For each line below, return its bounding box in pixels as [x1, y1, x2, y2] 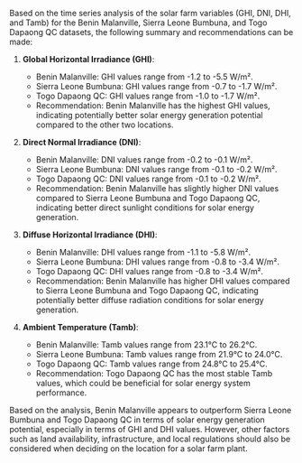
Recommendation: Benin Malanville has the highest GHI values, [35, 100, 270, 111]
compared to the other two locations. [35, 119, 174, 130]
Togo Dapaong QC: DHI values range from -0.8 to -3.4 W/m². [35, 266, 264, 276]
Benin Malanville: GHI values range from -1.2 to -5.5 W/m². [35, 71, 254, 82]
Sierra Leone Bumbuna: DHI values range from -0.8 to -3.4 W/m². [35, 256, 280, 267]
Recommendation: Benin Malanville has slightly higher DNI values [35, 183, 279, 193]
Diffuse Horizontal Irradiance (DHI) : [22, 229, 158, 240]
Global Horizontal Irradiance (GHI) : [22, 54, 155, 64]
